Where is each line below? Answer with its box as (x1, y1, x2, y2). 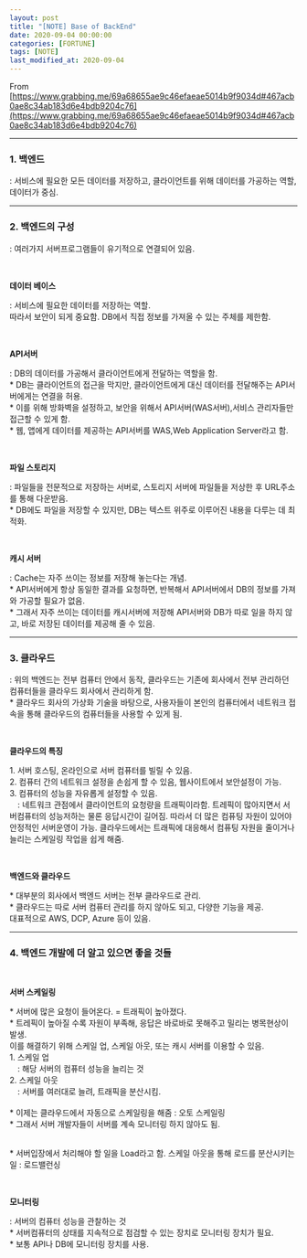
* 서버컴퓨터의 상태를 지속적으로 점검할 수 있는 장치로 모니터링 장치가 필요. (9, 1227, 274, 1239)
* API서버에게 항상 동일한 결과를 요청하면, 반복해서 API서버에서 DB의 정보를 (9, 583, 280, 594)
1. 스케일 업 (9, 1052, 50, 1063)
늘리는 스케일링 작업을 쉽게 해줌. (9, 833, 125, 844)
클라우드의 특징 (9, 745, 64, 756)
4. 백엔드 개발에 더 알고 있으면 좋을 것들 (9, 946, 172, 959)
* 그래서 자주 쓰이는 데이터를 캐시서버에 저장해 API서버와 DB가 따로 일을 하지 (9, 606, 283, 617)
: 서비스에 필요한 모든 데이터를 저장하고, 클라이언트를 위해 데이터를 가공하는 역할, (9, 176, 297, 187)
